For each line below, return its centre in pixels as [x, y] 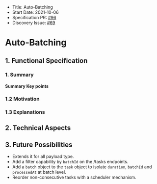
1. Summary [19, 75]
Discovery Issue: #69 [34, 23]
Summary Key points [27, 86]
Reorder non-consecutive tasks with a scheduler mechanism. [74, 177]
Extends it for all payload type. [43, 157]
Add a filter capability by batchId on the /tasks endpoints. [70, 162]
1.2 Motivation [23, 99]
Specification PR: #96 [34, 17]
